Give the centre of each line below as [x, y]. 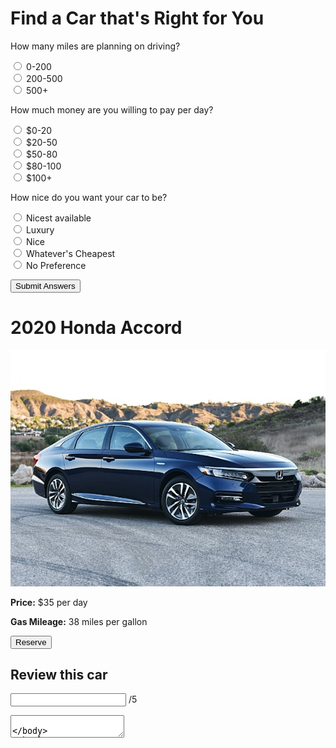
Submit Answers [45, 285]
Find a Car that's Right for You [137, 18]
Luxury [40, 229]
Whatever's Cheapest [70, 253]
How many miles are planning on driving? [95, 46]
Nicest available [58, 218]
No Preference [56, 265]
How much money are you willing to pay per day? [112, 109]
